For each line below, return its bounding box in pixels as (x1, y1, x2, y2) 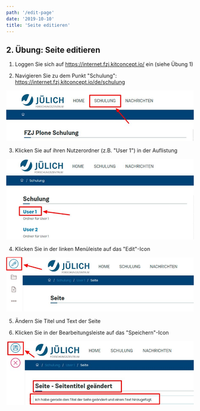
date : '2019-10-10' (6, 15, 55, 22)
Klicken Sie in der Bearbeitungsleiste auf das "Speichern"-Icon (14, 329, 169, 336)
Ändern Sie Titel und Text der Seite (14, 318, 101, 325)
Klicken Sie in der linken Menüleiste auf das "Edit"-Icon (14, 245, 151, 252)
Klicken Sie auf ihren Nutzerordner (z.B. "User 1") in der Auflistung (14, 147, 177, 154)
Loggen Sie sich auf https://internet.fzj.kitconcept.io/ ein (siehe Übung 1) (14, 61, 193, 68)
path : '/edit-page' (6, 10, 55, 15)
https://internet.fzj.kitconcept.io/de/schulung (14, 79, 126, 86)
